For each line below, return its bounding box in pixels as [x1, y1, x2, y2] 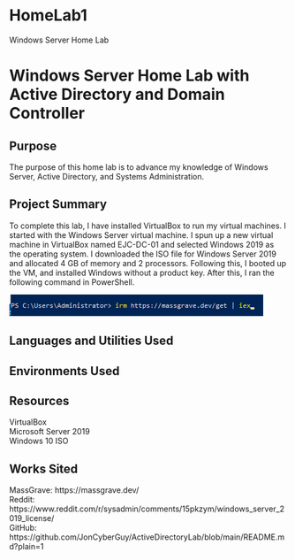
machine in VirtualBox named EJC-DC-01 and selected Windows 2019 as [9, 239, 275, 249]
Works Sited [9, 461, 79, 476]
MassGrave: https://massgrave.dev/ [9, 485, 140, 495]
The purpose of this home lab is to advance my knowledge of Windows [9, 161, 269, 173]
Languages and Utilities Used [9, 334, 174, 349]
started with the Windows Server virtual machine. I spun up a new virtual [9, 229, 274, 240]
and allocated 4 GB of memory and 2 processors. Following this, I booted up [9, 257, 287, 268]
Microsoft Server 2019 [9, 426, 90, 437]
